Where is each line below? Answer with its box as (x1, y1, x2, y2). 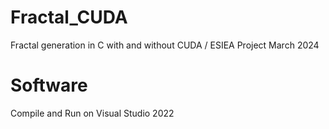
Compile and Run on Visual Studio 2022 (10, 107, 175, 119)
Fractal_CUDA (10, 6, 128, 29)
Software (10, 74, 88, 97)
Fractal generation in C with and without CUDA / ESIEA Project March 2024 (10, 39, 320, 51)
